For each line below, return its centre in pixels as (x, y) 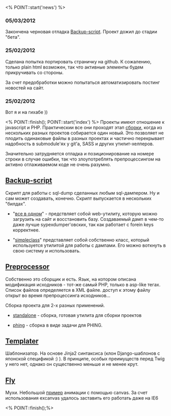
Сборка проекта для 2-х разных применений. (55, 305)
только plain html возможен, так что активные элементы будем (75, 67)
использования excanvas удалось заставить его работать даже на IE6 (82, 398)
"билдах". (16, 203)
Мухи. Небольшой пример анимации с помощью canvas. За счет (77, 392)
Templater (22, 341)
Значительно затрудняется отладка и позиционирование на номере (80, 153)
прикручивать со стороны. (34, 72)
